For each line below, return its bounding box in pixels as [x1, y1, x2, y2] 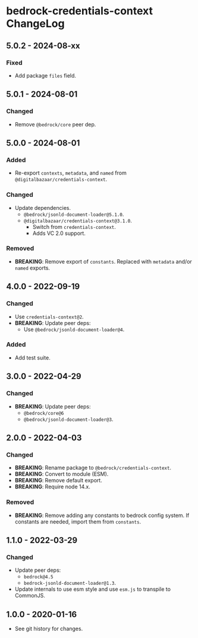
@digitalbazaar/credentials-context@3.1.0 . [23, 216, 132, 224]
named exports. [14, 264, 51, 271]
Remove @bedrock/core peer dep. [14, 120, 96, 128]
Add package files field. [14, 72, 76, 79]
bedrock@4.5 [23, 574, 54, 580]
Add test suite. [14, 354, 51, 361]
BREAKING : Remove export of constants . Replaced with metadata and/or [14, 258, 192, 265]
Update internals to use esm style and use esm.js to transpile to [14, 586, 171, 593]
